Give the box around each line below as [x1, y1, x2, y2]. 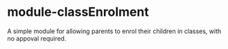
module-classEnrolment [7, 4, 149, 20]
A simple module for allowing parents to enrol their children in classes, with [7, 27, 222, 35]
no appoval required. [7, 34, 67, 42]
